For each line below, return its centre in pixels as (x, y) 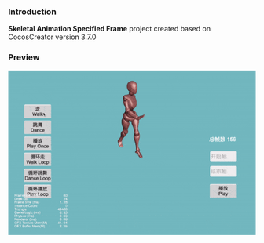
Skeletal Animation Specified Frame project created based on (109, 29)
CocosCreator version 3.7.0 (52, 37)
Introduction (32, 12)
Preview (24, 57)
